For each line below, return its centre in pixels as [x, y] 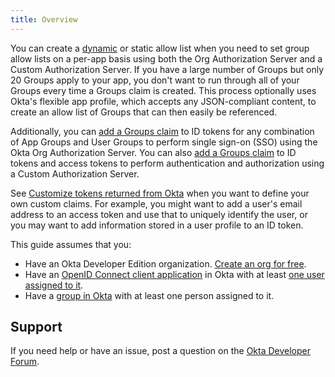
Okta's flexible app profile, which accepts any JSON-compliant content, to [163, 101]
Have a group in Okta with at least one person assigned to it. [149, 295]
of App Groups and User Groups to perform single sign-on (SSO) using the [164, 142]
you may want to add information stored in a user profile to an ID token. [157, 225]
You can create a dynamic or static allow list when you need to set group [160, 48]
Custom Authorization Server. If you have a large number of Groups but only [167, 69]
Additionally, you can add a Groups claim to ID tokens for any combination [162, 131]
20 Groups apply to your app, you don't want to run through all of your [155, 80]
